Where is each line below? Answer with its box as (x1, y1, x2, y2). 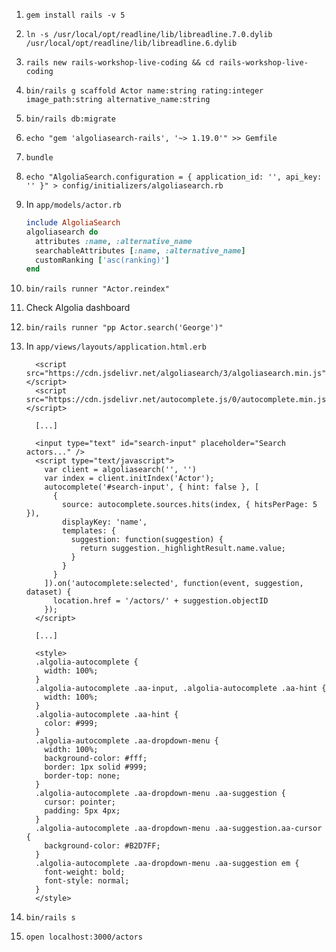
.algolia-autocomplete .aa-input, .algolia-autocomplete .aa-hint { (35, 684, 327, 694)
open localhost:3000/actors (25, 932, 143, 943)
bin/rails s (25, 913, 76, 923)
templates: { (62, 526, 116, 536)
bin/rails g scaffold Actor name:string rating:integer (25, 86, 264, 96)
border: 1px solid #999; (44, 762, 148, 773)
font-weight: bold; (44, 867, 126, 878)
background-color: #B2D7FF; (44, 841, 161, 851)
